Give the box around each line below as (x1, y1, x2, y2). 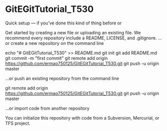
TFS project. (5, 120, 31, 126)
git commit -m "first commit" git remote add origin (5, 55, 108, 61)
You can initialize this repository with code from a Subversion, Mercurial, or (5, 115, 160, 121)
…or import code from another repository (5, 105, 90, 111)
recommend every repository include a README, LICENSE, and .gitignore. (5, 35, 157, 41)
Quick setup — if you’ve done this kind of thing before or (5, 20, 122, 26)
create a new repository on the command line (10, 40, 104, 46)
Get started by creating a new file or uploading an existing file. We (5, 29, 141, 35)
